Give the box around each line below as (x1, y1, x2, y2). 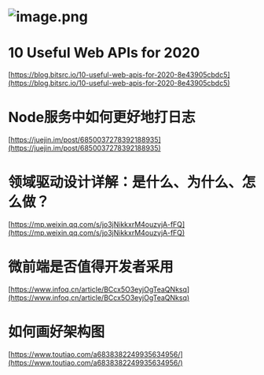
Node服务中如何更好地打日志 (8, 109, 196, 126)
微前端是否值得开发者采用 (8, 258, 174, 276)
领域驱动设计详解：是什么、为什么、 (8, 173, 243, 191)
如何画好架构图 (8, 323, 105, 341)
